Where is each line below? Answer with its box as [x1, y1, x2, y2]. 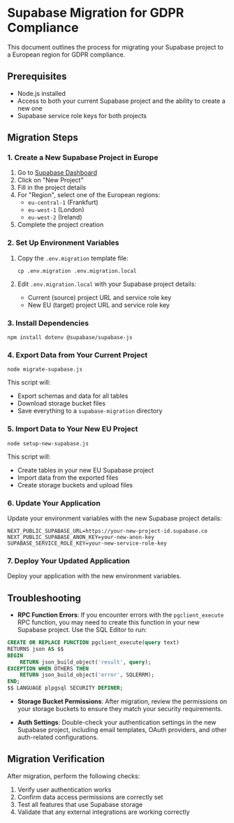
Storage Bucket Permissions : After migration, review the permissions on [17, 697, 228, 706]
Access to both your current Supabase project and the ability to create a [17, 96, 226, 105]
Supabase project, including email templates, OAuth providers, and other [17, 726, 227, 734]
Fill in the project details [17, 183, 87, 192]
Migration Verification [7, 753, 105, 765]
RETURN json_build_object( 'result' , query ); [20, 659, 152, 666]
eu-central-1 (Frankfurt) [27, 198, 99, 207]
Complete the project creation [17, 220, 104, 229]
